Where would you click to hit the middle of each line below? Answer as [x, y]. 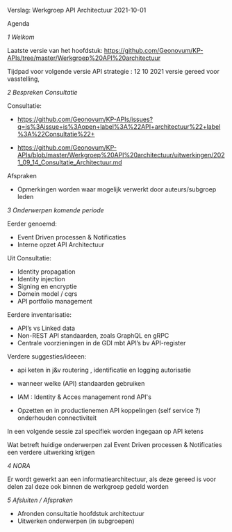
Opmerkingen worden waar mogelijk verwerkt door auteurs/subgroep [117, 189]
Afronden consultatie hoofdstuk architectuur [81, 514]
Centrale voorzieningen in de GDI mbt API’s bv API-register [101, 343]
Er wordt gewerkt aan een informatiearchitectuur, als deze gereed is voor [112, 479]
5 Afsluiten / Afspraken [40, 500]
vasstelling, [24, 79]
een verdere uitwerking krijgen [51, 452]
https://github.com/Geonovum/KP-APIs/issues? [85, 119]
